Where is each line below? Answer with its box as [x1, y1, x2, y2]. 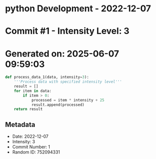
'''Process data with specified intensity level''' [14, 79, 122, 84]
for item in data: [14, 88, 52, 94]
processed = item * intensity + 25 [31, 97, 105, 102]
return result [14, 107, 43, 112]
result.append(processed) [31, 102, 85, 107]
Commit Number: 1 [12, 144, 50, 150]
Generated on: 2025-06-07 [5, 48, 120, 59]
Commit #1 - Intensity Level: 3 [5, 26, 129, 37]
